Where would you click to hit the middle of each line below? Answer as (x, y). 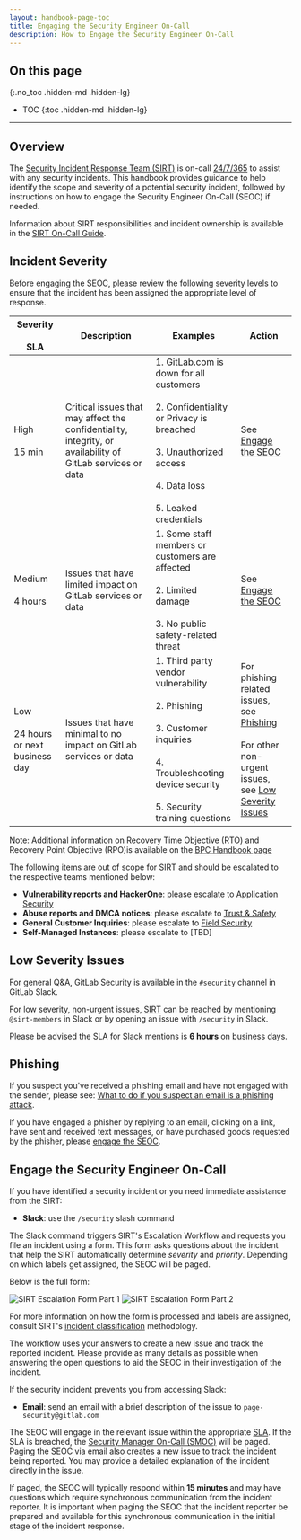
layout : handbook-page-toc (60, 18)
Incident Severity (58, 261)
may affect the (95, 418)
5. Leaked (176, 508)
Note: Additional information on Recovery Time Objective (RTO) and (134, 840)
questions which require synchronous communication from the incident (141, 1498)
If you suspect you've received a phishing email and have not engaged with (149, 1086)
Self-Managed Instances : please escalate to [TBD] (117, 932)
